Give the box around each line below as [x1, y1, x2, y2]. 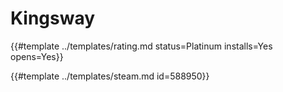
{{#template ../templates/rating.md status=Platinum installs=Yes [10, 40, 273, 52]
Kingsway [10, 7, 96, 30]
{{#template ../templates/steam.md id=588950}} [10, 70, 210, 82]
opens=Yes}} [10, 50, 64, 62]
